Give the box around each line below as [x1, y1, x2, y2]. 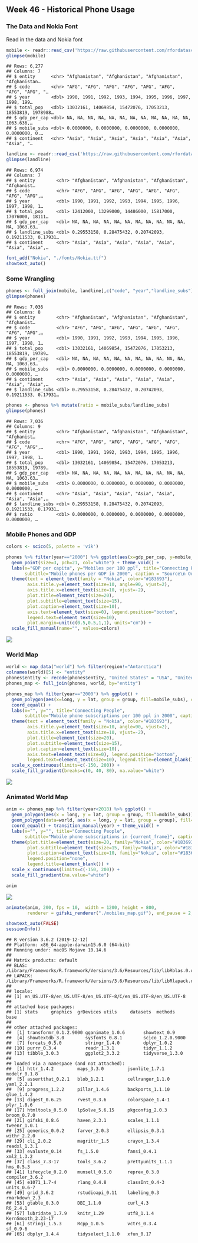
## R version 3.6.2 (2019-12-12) [6, 937, 88, 943]
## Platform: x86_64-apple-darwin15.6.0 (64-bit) [6, 942, 131, 948]
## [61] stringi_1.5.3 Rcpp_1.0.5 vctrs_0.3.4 [6, 1221, 157, 1227]
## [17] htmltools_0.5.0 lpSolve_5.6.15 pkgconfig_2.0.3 [6, 1107, 167, 1113]
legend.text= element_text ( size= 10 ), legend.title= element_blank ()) [27, 757, 196, 763]
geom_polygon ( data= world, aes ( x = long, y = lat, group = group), [11, 817, 178, 823]
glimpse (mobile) [6, 53, 46, 58]
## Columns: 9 [6, 423, 41, 430]
